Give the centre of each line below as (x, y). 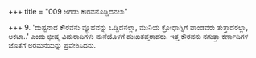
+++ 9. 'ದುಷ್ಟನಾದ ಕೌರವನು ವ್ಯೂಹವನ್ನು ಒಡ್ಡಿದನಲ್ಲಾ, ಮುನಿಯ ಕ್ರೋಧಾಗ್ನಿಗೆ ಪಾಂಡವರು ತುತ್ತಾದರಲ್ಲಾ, (128, 27)
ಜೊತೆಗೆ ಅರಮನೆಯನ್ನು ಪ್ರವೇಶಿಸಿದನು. (52, 45)
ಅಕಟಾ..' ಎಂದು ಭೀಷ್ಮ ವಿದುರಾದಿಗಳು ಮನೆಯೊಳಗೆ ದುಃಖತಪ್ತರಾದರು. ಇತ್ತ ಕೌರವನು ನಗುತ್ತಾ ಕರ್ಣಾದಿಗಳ (128, 36)
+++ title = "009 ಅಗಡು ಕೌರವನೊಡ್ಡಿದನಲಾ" (68, 12)
